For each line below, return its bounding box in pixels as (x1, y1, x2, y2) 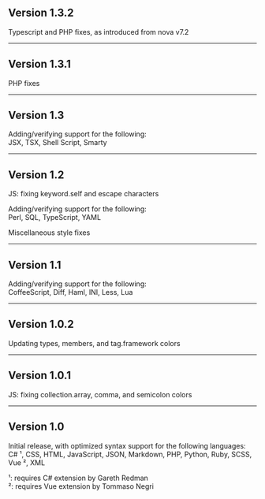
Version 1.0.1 (8, 369, 72, 382)
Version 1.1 (8, 258, 62, 271)
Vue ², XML (8, 457, 46, 467)
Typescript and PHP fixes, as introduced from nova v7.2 (8, 27, 189, 36)
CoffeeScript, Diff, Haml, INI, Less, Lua (8, 288, 133, 297)
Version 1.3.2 (8, 6, 74, 20)
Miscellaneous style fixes (8, 228, 91, 237)
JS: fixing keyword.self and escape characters (8, 189, 159, 199)
